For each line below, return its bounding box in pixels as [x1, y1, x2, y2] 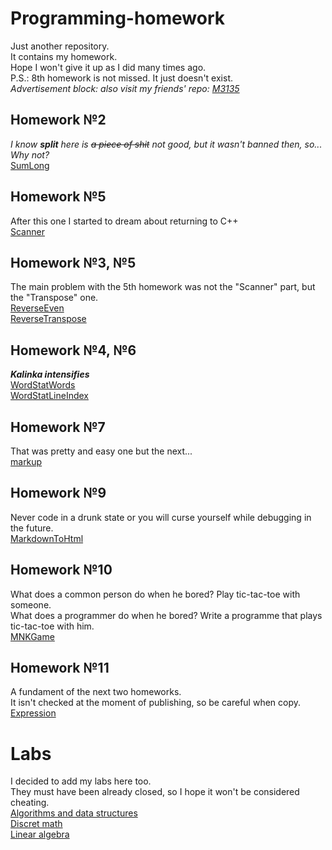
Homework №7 [10, 418, 106, 436]
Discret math [10, 818, 63, 830]
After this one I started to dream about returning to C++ [10, 215, 239, 227]
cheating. [10, 797, 50, 809]
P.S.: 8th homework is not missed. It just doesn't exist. [10, 72, 233, 84]
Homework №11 [10, 660, 110, 677]
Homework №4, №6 [10, 342, 137, 359]
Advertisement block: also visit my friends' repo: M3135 [10, 82, 240, 94]
